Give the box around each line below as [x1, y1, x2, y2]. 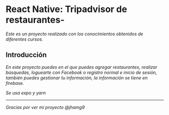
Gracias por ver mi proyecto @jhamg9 [6, 104, 85, 110]
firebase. [6, 80, 25, 86]
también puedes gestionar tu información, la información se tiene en [6, 74, 148, 81]
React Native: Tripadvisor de [6, 4, 127, 15]
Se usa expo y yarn [6, 89, 46, 96]
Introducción [6, 51, 47, 59]
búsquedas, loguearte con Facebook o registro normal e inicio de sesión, [6, 69, 157, 75]
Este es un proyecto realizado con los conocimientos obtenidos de [6, 31, 143, 37]
